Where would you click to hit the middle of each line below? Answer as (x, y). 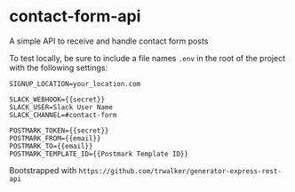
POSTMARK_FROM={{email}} (55, 138)
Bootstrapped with (43, 170)
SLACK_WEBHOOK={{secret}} (57, 100)
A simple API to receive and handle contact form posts (109, 41)
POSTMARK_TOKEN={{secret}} (59, 131)
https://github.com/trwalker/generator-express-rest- (180, 171)
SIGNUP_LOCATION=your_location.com (75, 84)
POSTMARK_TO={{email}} (51, 146)
